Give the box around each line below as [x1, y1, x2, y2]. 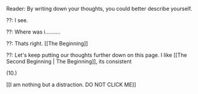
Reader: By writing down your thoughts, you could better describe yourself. [6, 5, 193, 12]
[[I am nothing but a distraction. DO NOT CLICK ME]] [6, 81, 136, 88]
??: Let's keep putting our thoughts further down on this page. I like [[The [6, 51, 187, 59]
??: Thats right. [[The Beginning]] [6, 40, 88, 47]
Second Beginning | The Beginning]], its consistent [6, 58, 132, 65]
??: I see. [6, 17, 28, 23]
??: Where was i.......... [6, 28, 61, 35]
